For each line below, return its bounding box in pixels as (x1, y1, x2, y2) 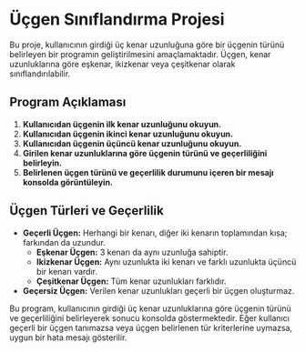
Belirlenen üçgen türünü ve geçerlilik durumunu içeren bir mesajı (22, 166, 275, 177)
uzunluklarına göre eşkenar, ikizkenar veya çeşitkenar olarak (9, 58, 236, 69)
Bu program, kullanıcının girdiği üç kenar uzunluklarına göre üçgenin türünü (9, 303, 291, 314)
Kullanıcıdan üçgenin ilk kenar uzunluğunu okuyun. (22, 118, 222, 129)
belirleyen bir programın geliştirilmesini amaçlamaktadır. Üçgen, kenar (9, 48, 271, 59)
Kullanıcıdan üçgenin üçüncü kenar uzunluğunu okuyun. (22, 137, 242, 149)
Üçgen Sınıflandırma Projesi (9, 9, 225, 30)
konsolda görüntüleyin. (22, 176, 114, 187)
